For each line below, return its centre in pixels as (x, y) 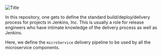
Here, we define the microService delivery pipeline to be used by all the (78, 42)
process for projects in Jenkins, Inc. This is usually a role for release (75, 22)
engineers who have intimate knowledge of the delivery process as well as (81, 27)
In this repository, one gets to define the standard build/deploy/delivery (78, 17)
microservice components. (32, 47)
